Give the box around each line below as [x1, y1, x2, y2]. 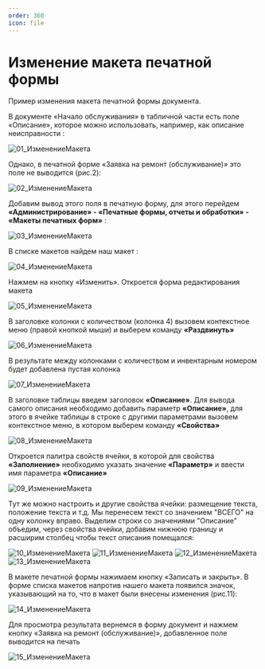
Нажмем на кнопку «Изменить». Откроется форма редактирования [8, 278, 240, 287]
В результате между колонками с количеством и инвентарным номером [8, 356, 257, 366]
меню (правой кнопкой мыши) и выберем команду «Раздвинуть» [8, 325, 235, 335]
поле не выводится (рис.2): [8, 168, 102, 177]
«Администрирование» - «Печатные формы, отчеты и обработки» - [8, 208, 249, 217]
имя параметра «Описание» [8, 469, 107, 478]
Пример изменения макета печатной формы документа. [8, 96, 201, 106]
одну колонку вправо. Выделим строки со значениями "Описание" [8, 516, 237, 526]
